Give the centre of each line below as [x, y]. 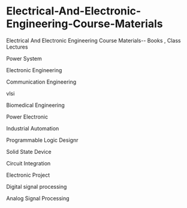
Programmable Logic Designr [42, 140]
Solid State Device [29, 151]
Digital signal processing [37, 186]
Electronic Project [28, 175]
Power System [24, 58]
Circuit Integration [28, 163]
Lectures [17, 47]
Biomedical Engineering [35, 105]
